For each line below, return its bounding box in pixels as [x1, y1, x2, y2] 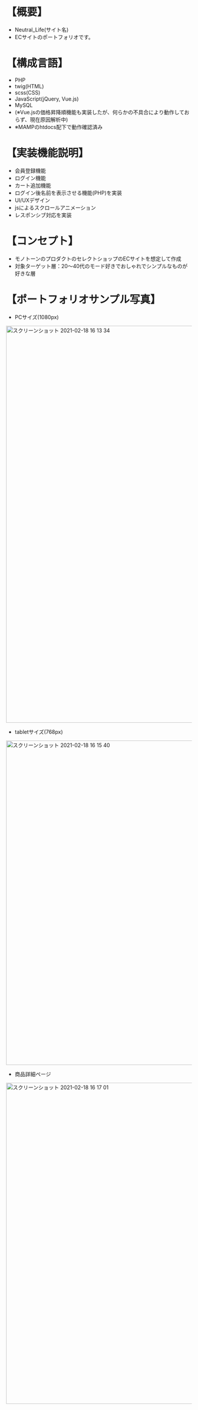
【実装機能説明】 [6, 146, 90, 160]
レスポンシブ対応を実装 [14, 211, 72, 218]
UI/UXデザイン [14, 197, 50, 204]
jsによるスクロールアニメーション [14, 204, 96, 211]
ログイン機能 [14, 174, 46, 181]
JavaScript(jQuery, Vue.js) [14, 95, 79, 102]
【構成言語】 [6, 57, 69, 70]
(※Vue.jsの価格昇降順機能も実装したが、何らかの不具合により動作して [14, 108, 184, 115]
